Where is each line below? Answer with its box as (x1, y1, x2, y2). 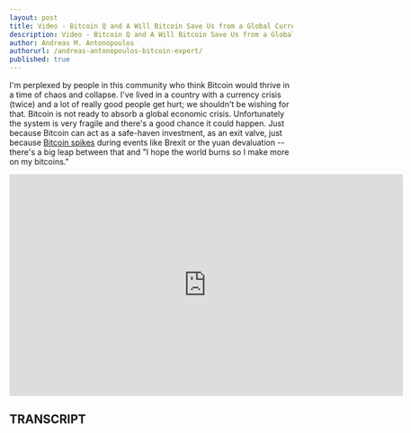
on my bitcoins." (9, 157, 69, 167)
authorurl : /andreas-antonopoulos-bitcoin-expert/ (9, 47, 203, 56)
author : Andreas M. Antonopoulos (9, 38, 135, 48)
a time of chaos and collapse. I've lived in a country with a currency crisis (9, 89, 281, 100)
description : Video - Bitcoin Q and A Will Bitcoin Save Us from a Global (9, 30, 296, 39)
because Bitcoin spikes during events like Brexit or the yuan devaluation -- (9, 137, 285, 148)
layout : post (9, 13, 58, 23)
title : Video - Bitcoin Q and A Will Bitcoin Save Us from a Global (9, 22, 272, 31)
